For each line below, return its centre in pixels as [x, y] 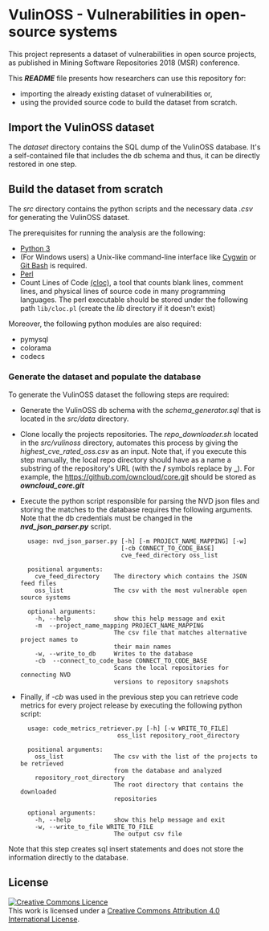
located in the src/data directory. [74, 419]
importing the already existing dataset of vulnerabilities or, [116, 93]
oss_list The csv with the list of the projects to [147, 757]
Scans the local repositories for [171, 668]
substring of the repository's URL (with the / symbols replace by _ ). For [137, 468]
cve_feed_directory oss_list [169, 555]
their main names [143, 647]
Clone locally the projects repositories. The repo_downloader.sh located [139, 434]
